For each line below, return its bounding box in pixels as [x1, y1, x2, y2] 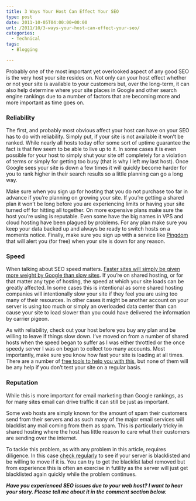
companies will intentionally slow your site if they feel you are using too [6, 290, 178, 297]
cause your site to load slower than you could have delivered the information [6, 309, 191, 316]
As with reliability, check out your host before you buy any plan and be [6, 327, 176, 334]
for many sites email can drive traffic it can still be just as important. [6, 398, 170, 405]
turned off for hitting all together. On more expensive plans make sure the [6, 207, 183, 214]
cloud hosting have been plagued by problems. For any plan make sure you [6, 219, 188, 226]
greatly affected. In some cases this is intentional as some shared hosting [6, 284, 183, 291]
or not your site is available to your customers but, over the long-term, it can [6, 80, 190, 87]
